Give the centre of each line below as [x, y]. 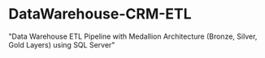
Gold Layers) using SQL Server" [62, 44]
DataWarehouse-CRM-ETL [100, 14]
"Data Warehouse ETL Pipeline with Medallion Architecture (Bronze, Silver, [133, 36]
